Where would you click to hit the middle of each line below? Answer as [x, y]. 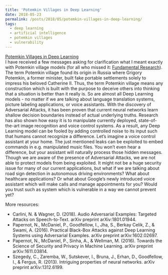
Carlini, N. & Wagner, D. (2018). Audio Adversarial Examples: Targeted [85, 214]
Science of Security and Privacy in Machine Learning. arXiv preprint [82, 246]
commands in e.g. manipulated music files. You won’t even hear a [73, 147]
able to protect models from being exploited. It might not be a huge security [83, 162]
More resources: [22, 204]
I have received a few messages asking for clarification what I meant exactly [84, 62]
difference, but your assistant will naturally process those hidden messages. [84, 152]
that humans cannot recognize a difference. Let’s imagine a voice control [80, 136]
